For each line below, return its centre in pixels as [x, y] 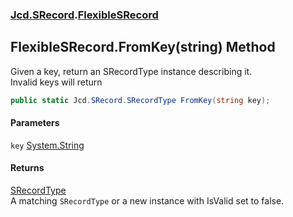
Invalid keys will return [56, 82]
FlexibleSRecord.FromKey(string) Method [143, 47]
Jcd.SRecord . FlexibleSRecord [84, 15]
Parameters [35, 123]
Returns [27, 168]
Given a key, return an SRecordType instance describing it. [131, 71]
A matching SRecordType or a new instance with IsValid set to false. [147, 201]
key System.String [47, 145]
